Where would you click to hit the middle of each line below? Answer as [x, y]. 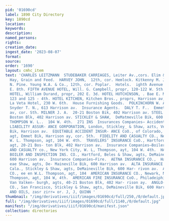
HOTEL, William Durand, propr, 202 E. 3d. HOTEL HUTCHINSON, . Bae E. [85, 94]
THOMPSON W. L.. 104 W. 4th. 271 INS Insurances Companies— [77, 122]
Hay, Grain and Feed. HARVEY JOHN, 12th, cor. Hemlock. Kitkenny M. [85, 80]
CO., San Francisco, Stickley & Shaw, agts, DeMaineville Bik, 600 [82, 187]
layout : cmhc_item [24, 71]
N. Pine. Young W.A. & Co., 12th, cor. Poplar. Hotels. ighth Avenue [87, 84]
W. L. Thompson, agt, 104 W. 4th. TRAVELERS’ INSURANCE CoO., [77, 141]
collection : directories [31, 211]
